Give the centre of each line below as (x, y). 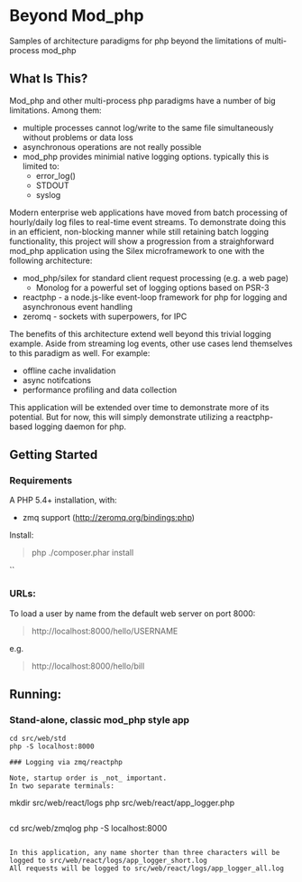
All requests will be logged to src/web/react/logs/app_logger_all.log (146, 868)
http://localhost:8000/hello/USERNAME (105, 631)
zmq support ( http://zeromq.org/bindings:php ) (109, 518)
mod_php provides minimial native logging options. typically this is (146, 156)
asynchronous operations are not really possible (112, 146)
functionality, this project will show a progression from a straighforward (142, 241)
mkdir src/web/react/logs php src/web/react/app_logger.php (122, 803)
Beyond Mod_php (77, 16)
